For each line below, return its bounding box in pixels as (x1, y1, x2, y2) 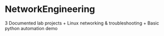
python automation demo (5, 25, 58, 31)
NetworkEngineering (5, 3, 96, 15)
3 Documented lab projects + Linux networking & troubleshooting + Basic (5, 20, 159, 26)
